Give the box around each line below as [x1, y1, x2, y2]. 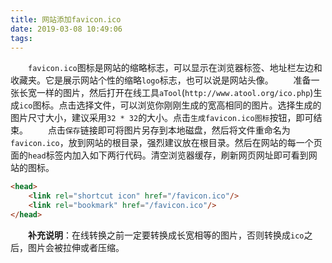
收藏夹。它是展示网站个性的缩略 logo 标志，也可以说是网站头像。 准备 [10, 74, 312, 86]
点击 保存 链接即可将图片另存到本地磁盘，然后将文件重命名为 [47, 124, 291, 136]
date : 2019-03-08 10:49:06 [10, 24, 123, 34]
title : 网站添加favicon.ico [10, 14, 122, 25]
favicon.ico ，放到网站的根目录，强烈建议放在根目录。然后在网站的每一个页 [10, 137, 323, 149]
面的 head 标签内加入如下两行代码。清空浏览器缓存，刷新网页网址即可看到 [10, 149, 309, 161]
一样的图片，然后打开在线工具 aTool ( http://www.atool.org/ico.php [36, 87, 311, 99]
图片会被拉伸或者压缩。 [27, 241, 125, 253]
